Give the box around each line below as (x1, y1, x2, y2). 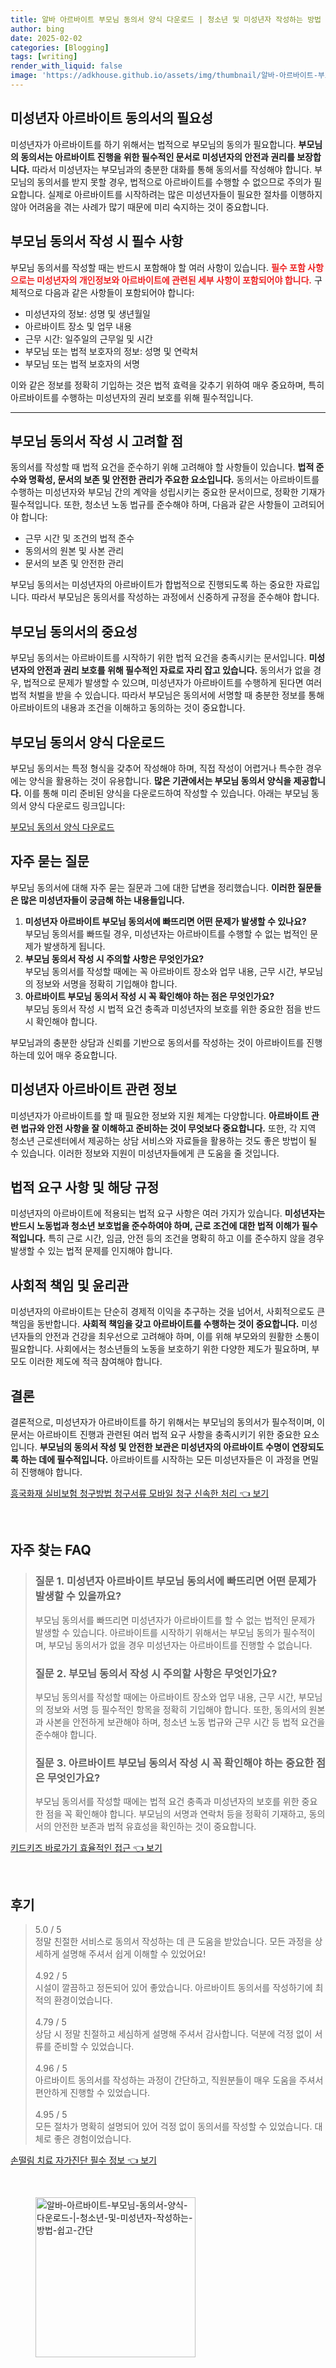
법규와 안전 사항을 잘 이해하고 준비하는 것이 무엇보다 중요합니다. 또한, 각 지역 (20, 1122, 317, 1134)
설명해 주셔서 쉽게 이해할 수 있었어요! (61, 1948, 207, 1960)
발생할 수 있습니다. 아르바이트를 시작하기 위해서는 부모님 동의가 (34, 1626, 282, 1638)
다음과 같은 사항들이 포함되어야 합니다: (44, 286, 195, 298)
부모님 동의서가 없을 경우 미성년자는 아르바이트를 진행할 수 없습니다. (48, 1639, 313, 1651)
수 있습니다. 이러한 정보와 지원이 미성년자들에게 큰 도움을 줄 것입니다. (10, 1147, 280, 1159)
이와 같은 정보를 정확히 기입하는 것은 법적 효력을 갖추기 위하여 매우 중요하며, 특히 (10, 379, 325, 391)
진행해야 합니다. (20, 1466, 83, 1478)
